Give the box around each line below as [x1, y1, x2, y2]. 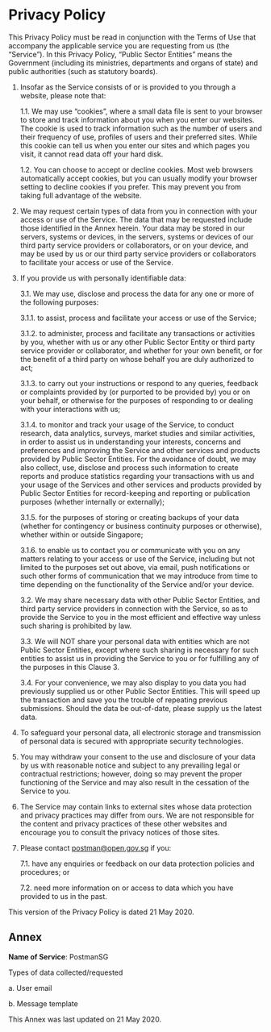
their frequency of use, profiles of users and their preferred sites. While [19, 131, 258, 142]
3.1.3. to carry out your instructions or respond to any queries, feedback [19, 378, 259, 388]
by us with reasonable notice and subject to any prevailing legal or [19, 760, 240, 770]
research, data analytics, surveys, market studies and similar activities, [19, 428, 256, 438]
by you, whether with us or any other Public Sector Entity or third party [19, 337, 256, 347]
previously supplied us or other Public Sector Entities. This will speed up [19, 686, 261, 696]
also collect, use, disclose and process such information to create [19, 462, 240, 472]
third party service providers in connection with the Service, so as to [19, 603, 248, 614]
